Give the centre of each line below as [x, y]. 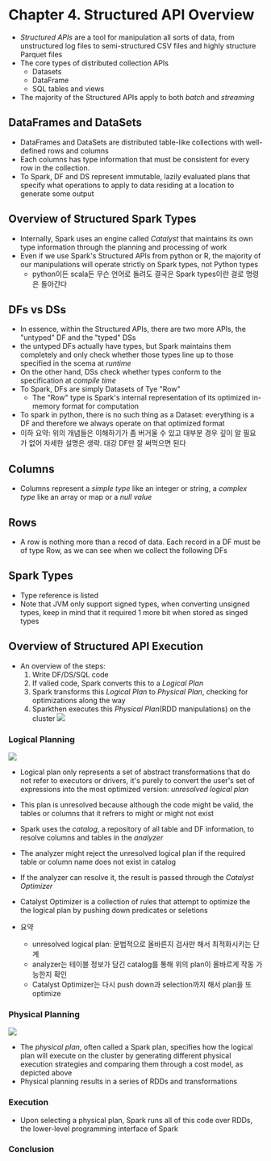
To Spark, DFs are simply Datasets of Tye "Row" [100, 389]
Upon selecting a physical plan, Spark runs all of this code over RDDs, [136, 1120]
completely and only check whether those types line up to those [127, 355]
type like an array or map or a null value [86, 497]
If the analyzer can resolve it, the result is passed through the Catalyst [137, 877]
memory [46, 406]
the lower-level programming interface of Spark [99, 1129]
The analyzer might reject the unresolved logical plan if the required [133, 853]
